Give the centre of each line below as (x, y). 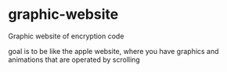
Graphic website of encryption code (66, 36)
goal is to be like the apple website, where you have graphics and (113, 51)
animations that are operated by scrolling (74, 59)
